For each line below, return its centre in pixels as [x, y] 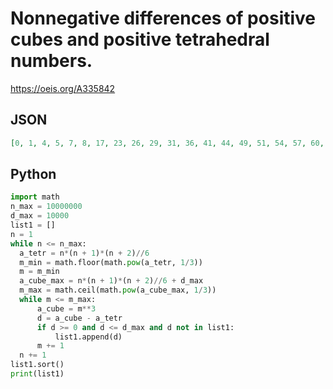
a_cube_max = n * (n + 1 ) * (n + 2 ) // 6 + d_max [111, 281]
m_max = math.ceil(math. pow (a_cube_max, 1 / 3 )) [118, 290]
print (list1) [37, 374]
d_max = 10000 [40, 216]
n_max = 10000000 [46, 207]
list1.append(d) [88, 337]
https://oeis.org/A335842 [63, 88]
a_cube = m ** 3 [66, 308]
